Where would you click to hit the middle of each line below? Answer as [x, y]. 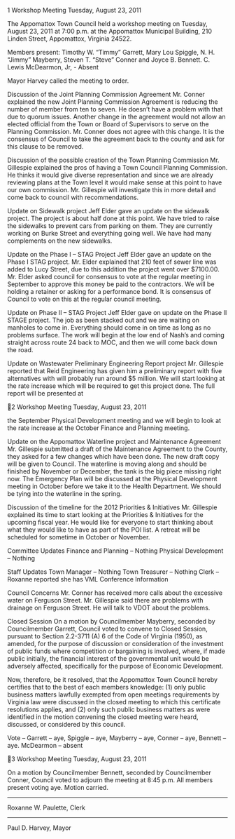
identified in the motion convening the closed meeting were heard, [103, 717]
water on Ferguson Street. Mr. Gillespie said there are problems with [105, 600]
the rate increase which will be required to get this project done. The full [111, 386]
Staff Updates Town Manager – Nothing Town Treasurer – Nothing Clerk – [113, 572]
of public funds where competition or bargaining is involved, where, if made [116, 651]
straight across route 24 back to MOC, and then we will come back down [113, 342]
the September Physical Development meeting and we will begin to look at [114, 421]
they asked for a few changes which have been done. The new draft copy [113, 456]
